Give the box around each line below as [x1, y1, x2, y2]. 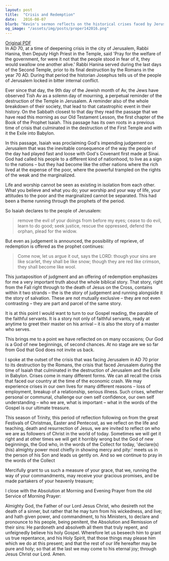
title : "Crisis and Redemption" [5, 12, 75, 17]
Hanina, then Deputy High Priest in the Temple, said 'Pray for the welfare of [5, 51, 161, 57]
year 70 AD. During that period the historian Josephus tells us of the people [5, 72, 162, 78]
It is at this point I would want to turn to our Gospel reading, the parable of [5, 310, 158, 316]
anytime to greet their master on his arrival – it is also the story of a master [5, 321, 159, 327]
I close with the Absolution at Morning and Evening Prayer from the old [5, 488, 152, 494]
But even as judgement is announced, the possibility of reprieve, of [5, 238, 144, 244]
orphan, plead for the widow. [17, 228, 77, 235]
